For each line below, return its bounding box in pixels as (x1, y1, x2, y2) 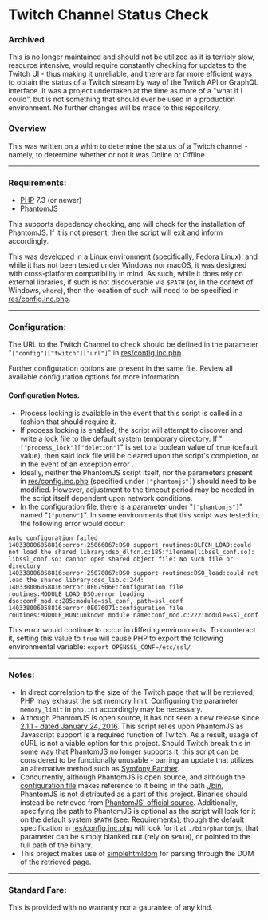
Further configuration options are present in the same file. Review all (8, 363, 233, 373)
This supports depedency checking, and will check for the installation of (8, 220, 246, 229)
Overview (8, 123, 47, 134)
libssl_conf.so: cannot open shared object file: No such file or (8, 555, 234, 563)
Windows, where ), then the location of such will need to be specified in (8, 286, 239, 295)
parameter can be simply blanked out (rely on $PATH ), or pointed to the (19, 831, 251, 841)
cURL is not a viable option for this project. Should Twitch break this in (19, 738, 251, 747)
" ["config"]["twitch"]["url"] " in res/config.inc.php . (8, 348, 183, 358)
